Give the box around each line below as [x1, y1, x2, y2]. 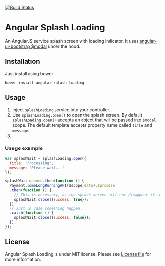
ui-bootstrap [5, 43, 30, 49]
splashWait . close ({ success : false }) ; [14, 215, 91, 220]
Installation [5, 58, 40, 66]
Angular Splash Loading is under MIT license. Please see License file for [5, 251, 151, 257]
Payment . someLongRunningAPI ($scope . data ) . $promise [9, 183, 115, 188]
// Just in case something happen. [9, 206, 82, 211]
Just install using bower [5, 70, 53, 76]
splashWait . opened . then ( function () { [5, 178, 84, 184]
